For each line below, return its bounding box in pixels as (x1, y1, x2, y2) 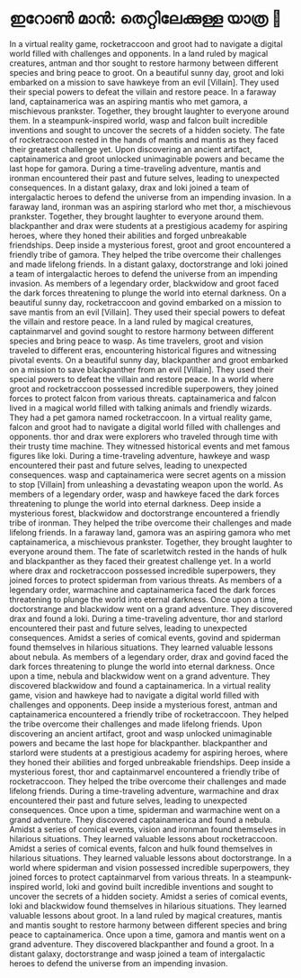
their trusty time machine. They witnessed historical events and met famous (9, 441, 290, 452)
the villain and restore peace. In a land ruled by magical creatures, (9, 315, 254, 327)
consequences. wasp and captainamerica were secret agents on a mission (9, 469, 286, 480)
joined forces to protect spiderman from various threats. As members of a (9, 574, 283, 585)
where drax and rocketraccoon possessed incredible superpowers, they (9, 565, 277, 576)
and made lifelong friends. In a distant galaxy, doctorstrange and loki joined (9, 259, 288, 270)
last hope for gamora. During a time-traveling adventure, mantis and (9, 162, 261, 174)
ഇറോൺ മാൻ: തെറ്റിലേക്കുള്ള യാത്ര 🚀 (9, 8, 283, 29)
